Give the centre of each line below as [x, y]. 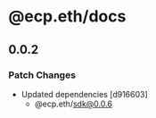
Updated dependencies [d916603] [84, 94]
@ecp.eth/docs [67, 17]
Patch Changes [42, 75]
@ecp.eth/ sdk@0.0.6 [74, 104]
